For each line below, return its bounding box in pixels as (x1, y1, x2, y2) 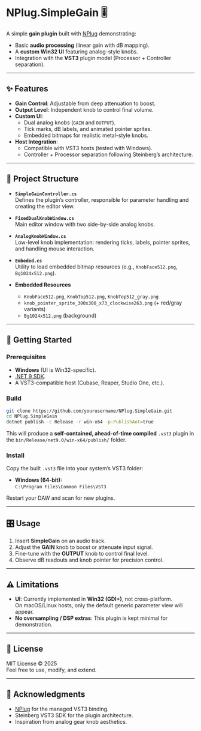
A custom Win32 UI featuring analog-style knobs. (14, 47, 139, 55)
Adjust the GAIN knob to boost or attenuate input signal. (14, 544, 154, 551)
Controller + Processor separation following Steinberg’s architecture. (23, 151, 193, 158)
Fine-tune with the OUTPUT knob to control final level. (14, 550, 150, 557)
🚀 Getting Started (6, 335, 72, 345)
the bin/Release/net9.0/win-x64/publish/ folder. (6, 436, 127, 443)
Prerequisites (6, 353, 46, 361)
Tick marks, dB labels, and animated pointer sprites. (23, 125, 153, 132)
